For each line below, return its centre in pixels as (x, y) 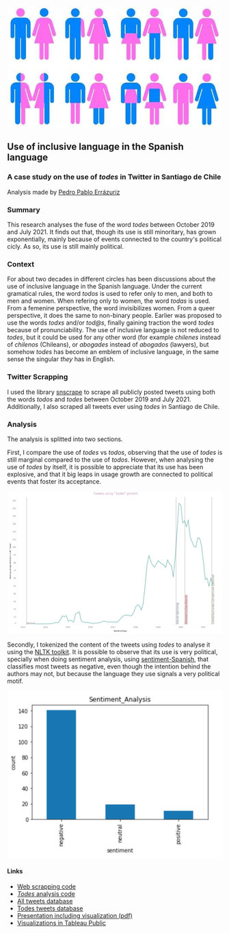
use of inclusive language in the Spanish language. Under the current (105, 286)
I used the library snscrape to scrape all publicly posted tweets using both (111, 392)
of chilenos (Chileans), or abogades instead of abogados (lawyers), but (108, 345)
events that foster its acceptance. (54, 481)
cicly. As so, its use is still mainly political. (66, 246)
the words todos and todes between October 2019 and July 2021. (99, 399)
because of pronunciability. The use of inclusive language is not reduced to (113, 330)
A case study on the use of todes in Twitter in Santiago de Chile (114, 177)
